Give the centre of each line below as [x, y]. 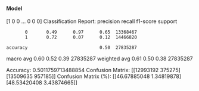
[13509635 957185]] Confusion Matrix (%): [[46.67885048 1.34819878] [94, 76]
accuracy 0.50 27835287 [71, 48]
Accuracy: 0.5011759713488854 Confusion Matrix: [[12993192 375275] [93, 70]
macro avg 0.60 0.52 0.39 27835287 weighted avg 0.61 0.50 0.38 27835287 [100, 58]
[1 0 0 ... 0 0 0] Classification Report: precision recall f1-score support [92, 21]
